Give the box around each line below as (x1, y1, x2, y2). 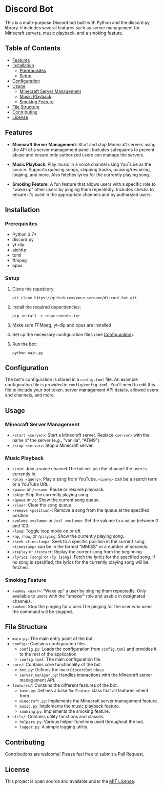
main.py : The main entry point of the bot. (12, 636, 94, 641)
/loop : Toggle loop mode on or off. (12, 528, 82, 534)
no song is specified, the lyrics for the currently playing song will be (12, 559, 149, 565)
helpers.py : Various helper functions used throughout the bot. (19, 719, 144, 724)
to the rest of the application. (19, 651, 78, 657)
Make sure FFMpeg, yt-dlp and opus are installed (12, 322, 111, 328)
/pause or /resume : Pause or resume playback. (12, 486, 105, 492)
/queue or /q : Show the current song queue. (12, 497, 100, 503)
